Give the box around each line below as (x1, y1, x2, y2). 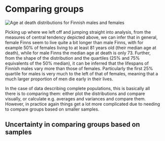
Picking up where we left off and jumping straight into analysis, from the (5, 29, 151, 35)
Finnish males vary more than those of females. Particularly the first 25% (5, 65, 153, 71)
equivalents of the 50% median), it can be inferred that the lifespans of (5, 60, 149, 66)
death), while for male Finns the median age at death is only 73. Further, (5, 50, 151, 56)
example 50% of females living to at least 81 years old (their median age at (5, 45, 157, 50)
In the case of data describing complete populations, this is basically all (5, 85, 150, 91)
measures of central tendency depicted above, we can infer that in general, (5, 34, 158, 40)
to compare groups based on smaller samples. (5, 106, 99, 112)
